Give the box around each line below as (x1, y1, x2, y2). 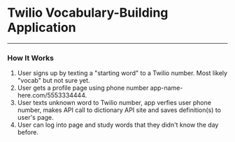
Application (7, 19, 76, 35)
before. (17, 128, 38, 136)
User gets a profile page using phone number (17, 84, 149, 92)
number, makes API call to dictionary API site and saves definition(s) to (17, 106, 222, 114)
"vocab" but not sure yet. (17, 77, 90, 85)
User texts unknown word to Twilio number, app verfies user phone (17, 99, 212, 107)
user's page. (17, 113, 54, 122)
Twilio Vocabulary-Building (7, 5, 169, 21)
